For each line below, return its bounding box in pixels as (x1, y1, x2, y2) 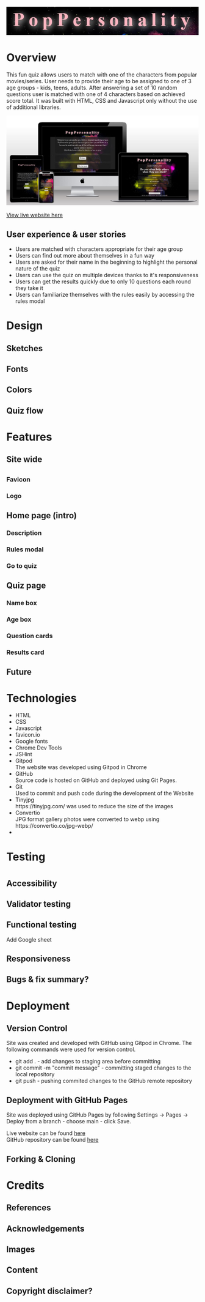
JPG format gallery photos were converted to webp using (15, 816, 160, 823)
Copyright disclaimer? (6, 1285, 93, 1296)
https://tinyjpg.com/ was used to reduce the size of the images (15, 803, 173, 810)
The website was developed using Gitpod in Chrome (15, 764, 148, 771)
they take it (15, 284, 44, 291)
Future (6, 667, 32, 677)
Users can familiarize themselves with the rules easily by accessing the (15, 291, 195, 298)
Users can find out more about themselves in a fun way (15, 251, 154, 259)
